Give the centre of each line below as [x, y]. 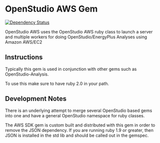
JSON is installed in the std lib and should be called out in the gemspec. [77, 135]
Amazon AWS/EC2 [24, 42]
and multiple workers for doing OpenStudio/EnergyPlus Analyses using [76, 37]
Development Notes [36, 99]
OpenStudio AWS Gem [52, 9]
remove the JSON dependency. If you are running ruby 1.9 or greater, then [80, 130]
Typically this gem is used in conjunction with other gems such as [71, 69]
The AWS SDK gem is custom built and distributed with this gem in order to [80, 125]
